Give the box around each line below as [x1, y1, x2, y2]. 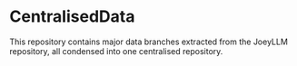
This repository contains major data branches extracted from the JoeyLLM [9, 36, 289, 47]
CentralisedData [9, 6, 135, 27]
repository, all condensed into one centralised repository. [9, 45, 223, 56]
